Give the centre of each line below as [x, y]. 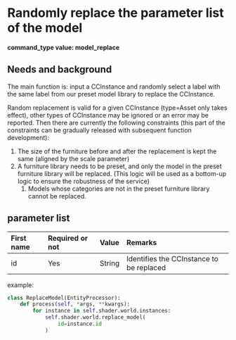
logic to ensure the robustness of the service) [83, 181]
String [110, 263]
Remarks [142, 242]
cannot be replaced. [57, 196]
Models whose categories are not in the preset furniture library [119, 189]
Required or [68, 238]
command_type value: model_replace [64, 47]
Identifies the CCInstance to [172, 258]
